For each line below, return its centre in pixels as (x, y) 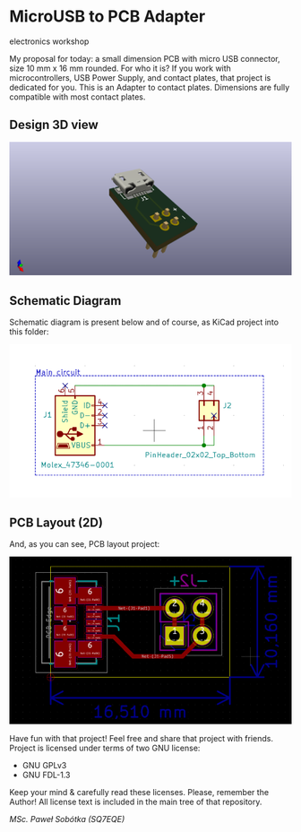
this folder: (29, 332)
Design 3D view (54, 125)
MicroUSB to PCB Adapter (107, 17)
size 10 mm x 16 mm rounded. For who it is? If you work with (120, 68)
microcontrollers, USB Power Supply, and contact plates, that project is (140, 77)
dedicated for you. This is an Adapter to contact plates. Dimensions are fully (150, 87)
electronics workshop (49, 41)
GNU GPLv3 (44, 766)
